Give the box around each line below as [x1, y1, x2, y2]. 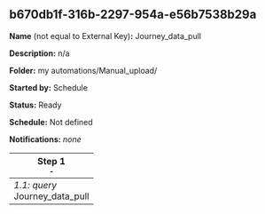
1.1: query [13, 178, 58, 191]
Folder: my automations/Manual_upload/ [9, 65, 158, 75]
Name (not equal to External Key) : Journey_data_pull [9, 30, 202, 41]
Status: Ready [9, 99, 62, 110]
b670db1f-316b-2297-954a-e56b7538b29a [9, 7, 257, 22]
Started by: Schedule [9, 82, 89, 92]
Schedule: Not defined [9, 116, 93, 127]
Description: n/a [9, 48, 70, 59]
